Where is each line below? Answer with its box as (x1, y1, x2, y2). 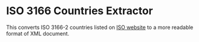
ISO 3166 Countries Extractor (6, 4, 153, 18)
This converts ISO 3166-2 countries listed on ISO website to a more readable (6, 24, 194, 31)
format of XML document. (6, 30, 70, 37)
